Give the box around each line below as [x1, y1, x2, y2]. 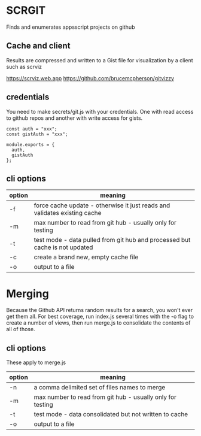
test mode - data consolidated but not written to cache [33, 410, 188, 419]
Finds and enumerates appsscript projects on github [6, 23, 135, 31]
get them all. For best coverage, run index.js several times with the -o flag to [6, 313, 194, 320]
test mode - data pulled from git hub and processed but [33, 236, 191, 244]
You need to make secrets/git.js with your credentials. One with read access [6, 108, 194, 115]
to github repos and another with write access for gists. [6, 114, 143, 122]
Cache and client [6, 41, 71, 51]
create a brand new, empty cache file [33, 253, 139, 261]
